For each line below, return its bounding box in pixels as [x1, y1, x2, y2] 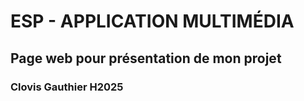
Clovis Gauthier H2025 [10, 80, 124, 94]
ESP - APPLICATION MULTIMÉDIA [10, 10, 295, 33]
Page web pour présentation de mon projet [10, 50, 282, 67]
